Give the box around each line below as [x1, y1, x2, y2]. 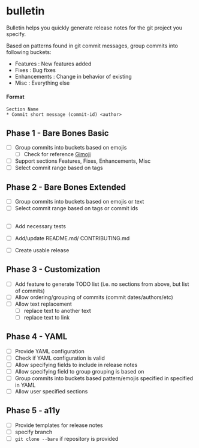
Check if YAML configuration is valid [14, 354, 105, 362]
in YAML [14, 381, 36, 389]
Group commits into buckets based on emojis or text [14, 198, 144, 205]
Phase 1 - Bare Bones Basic [6, 128, 109, 138]
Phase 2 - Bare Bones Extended [6, 182, 126, 192]
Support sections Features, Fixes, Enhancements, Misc [14, 157, 151, 165]
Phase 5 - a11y [6, 405, 61, 416]
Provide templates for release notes [14, 422, 103, 429]
